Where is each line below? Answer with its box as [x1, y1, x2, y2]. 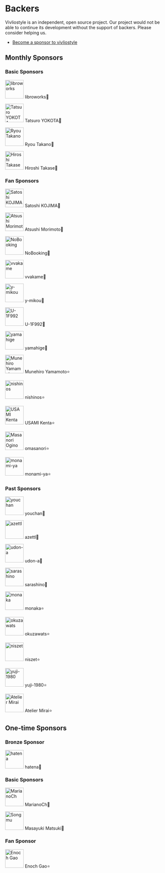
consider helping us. [5, 30, 47, 35]
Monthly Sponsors [5, 54, 63, 62]
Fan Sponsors [5, 177, 39, 184]
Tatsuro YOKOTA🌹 [24, 117, 62, 123]
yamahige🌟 [24, 345, 48, 350]
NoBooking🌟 [24, 250, 50, 256]
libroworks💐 [24, 94, 49, 100]
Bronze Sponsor [5, 738, 45, 745]
